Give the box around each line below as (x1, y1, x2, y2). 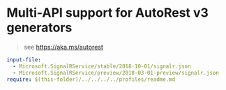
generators (6, 20, 73, 36)
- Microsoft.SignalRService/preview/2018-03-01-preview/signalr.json (13, 69, 219, 76)
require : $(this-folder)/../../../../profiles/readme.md (6, 75, 176, 83)
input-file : (6, 56, 41, 63)
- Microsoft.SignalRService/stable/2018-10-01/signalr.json (13, 63, 191, 70)
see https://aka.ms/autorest (23, 43, 104, 51)
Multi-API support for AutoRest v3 (6, 5, 209, 21)
